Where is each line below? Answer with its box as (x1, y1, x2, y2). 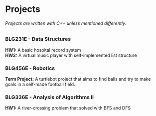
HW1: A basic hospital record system (5, 47, 81, 53)
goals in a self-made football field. (5, 81, 76, 88)
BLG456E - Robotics (5, 65, 55, 72)
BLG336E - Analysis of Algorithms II (5, 94, 94, 101)
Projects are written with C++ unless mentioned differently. (5, 20, 127, 26)
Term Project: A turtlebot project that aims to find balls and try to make (5, 76, 151, 82)
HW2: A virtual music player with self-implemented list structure (5, 52, 137, 58)
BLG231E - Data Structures (5, 36, 71, 43)
